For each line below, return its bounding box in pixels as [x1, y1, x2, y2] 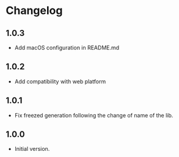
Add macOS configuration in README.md [14, 44, 120, 51]
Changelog [5, 4, 63, 18]
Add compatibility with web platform [14, 77, 106, 85]
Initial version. [14, 145, 50, 153]
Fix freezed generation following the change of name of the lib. [14, 111, 174, 119]
